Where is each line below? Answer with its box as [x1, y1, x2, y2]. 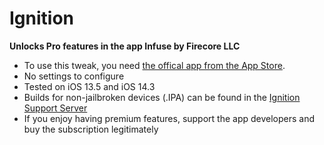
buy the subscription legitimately [23, 123, 159, 135]
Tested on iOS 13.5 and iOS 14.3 [23, 80, 156, 92]
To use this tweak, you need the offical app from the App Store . [23, 59, 286, 71]
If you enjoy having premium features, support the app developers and [23, 112, 316, 124]
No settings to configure [23, 70, 125, 82]
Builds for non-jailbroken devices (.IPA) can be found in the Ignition [23, 91, 301, 103]
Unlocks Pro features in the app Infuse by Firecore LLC [9, 40, 241, 52]
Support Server [23, 102, 88, 114]
